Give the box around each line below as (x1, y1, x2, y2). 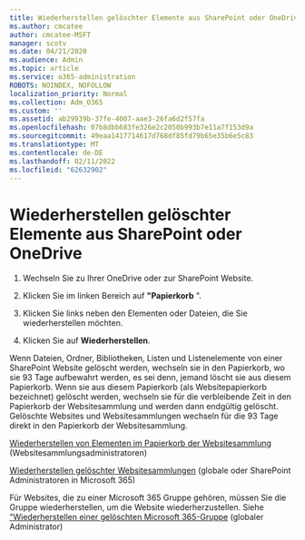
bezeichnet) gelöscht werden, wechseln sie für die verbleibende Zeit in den (9, 391, 292, 402)
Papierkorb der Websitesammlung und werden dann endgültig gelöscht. (9, 401, 279, 412)
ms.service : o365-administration (9, 73, 136, 82)
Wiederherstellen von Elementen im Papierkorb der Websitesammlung (9, 437, 272, 449)
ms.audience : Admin (9, 55, 84, 64)
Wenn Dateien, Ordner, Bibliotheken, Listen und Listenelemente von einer (9, 353, 283, 364)
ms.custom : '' (9, 106, 64, 115)
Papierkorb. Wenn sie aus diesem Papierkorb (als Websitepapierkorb (9, 382, 268, 393)
